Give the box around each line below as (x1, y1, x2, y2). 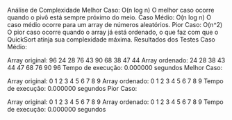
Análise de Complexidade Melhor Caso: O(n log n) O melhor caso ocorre (7, 6, 215, 14)
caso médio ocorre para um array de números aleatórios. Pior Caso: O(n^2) (7, 21, 223, 28)
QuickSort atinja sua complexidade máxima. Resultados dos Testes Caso (7, 35, 215, 44)
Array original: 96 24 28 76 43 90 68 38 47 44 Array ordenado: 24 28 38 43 (7, 56, 226, 65)
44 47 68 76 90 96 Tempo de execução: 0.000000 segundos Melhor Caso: (7, 64, 223, 71)
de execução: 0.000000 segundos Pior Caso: (7, 85, 138, 92)
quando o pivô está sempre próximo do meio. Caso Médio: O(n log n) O (7, 13, 212, 22)
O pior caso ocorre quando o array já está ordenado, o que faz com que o (7, 28, 219, 36)
